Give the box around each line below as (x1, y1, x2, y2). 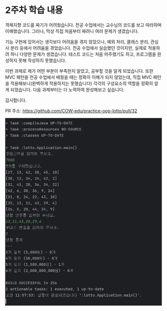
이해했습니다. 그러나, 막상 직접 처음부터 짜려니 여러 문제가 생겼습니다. (5, 28, 139, 34)
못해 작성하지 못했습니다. (18, 57, 67, 63)
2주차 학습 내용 (5, 4, 63, 16)
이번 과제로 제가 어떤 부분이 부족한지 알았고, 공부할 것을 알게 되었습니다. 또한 (5, 68, 154, 74)
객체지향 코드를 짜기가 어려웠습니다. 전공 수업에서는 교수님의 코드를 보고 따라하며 (5, 22, 162, 28)
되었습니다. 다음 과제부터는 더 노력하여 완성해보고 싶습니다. (10, 87, 125, 93)
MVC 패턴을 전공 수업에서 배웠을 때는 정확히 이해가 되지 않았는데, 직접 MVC (5, 74, 153, 80)
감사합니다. (5, 97, 27, 103)
